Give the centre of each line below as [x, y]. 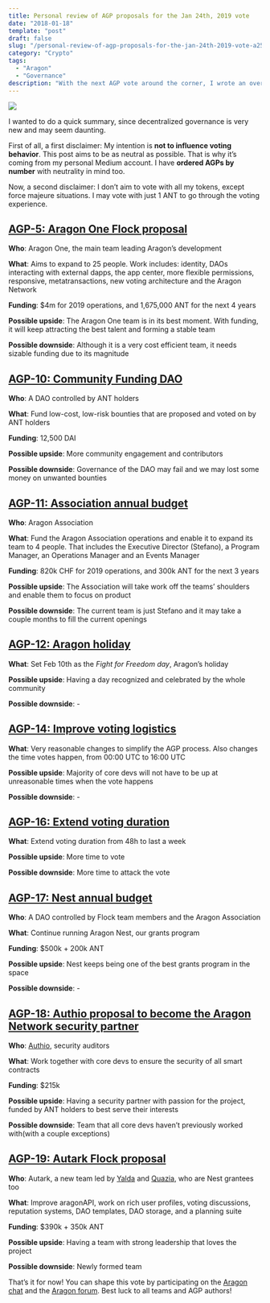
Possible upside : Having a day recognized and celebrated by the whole [127, 679]
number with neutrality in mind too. [67, 171]
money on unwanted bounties [57, 478]
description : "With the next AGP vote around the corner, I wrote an [127, 83]
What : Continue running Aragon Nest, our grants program [104, 933]
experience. [28, 204]
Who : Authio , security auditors [59, 1045]
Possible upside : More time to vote [67, 857]
